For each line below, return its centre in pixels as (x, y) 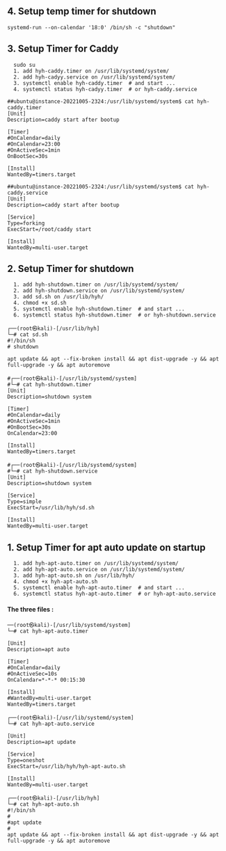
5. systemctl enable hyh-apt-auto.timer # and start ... (99, 588)
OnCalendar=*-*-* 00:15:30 (46, 680)
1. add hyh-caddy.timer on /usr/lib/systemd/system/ (91, 71)
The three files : (31, 609)
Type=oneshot (26, 761)
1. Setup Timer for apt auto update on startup (106, 547)
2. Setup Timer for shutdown (71, 269)
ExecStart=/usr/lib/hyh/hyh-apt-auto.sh (67, 767)
